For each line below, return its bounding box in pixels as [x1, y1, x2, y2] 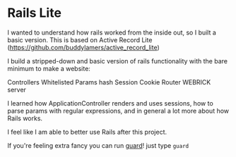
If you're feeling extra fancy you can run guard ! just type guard [7, 141, 189, 149]
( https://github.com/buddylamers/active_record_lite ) [7, 43, 160, 51]
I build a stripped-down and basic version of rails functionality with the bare [7, 56, 228, 65]
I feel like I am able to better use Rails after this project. [7, 127, 167, 136]
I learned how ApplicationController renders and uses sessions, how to [7, 99, 213, 107]
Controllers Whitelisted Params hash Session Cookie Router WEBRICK [7, 77, 211, 86]
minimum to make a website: [7, 64, 90, 73]
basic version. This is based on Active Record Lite [7, 35, 153, 44]
